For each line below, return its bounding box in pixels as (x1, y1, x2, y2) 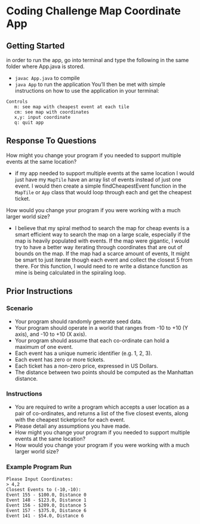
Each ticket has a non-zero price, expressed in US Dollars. (14, 362, 158, 369)
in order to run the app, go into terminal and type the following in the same (6, 57, 189, 63)
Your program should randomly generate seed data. (14, 318, 143, 325)
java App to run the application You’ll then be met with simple (14, 81, 166, 88)
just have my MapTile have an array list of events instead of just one (14, 176, 181, 183)
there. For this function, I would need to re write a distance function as (14, 262, 188, 269)
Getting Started (6, 41, 65, 51)
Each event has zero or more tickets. (14, 356, 106, 363)
